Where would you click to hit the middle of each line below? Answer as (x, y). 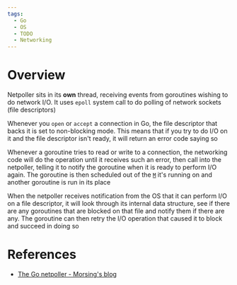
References (42, 255)
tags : (15, 14)
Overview (36, 75)
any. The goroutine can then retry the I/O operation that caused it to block (115, 219)
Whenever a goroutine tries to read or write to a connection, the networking (117, 152)
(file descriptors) (32, 110)
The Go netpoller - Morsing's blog (67, 274)
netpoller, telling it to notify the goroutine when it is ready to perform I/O (112, 168)
